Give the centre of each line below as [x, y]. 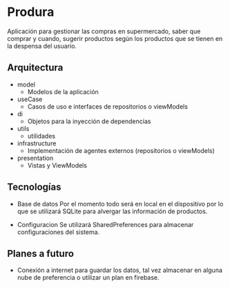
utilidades [41, 136]
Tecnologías [34, 187]
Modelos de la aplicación [63, 91]
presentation [35, 158]
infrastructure [37, 143]
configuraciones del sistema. [58, 232]
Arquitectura [35, 67]
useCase [30, 99]
